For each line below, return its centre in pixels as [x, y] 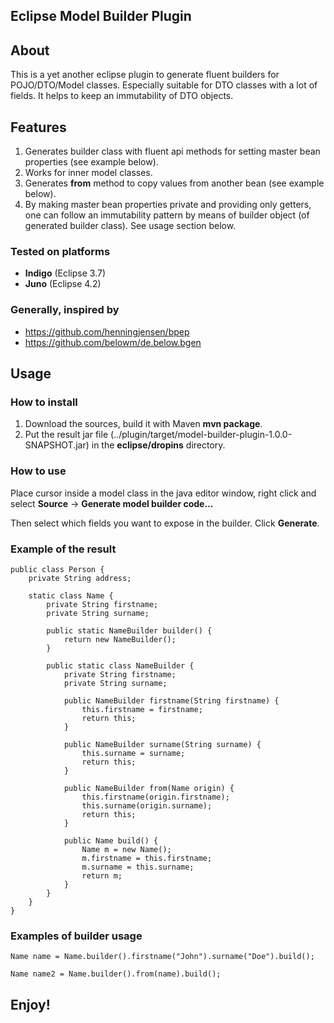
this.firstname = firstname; [142, 709]
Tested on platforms [60, 251]
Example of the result [63, 549]
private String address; [80, 578]
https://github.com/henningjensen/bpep [107, 331]
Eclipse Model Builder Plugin [101, 16]
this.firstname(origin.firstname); [155, 797]
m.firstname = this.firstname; [147, 858]
